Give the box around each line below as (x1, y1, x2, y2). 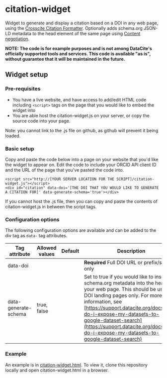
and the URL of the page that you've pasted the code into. (5, 167, 124, 173)
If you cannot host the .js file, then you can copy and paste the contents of (5, 198, 158, 204)
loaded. (5, 133, 21, 139)
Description (117, 248, 146, 255)
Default (61, 248, 80, 255)
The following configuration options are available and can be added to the (5, 227, 157, 233)
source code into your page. (12, 118, 71, 124)
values (38, 251, 55, 258)
